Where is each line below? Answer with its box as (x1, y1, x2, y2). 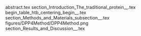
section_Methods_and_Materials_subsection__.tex (5, 15, 110, 20)
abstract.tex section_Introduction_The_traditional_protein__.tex (5, 4, 136, 10)
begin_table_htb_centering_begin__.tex (5, 9, 87, 15)
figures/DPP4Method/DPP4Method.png (5, 20, 89, 26)
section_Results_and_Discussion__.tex (5, 25, 85, 31)
